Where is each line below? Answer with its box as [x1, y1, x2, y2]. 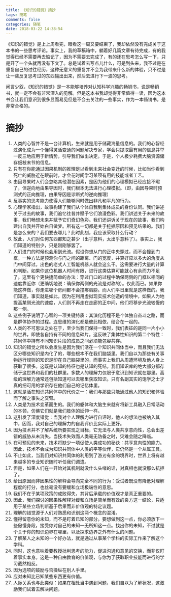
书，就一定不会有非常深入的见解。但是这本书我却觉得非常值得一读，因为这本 [6, 90, 166, 96]
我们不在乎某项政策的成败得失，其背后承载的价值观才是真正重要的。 [13, 491, 156, 497]
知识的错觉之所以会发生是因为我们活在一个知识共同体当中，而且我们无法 [13, 344, 164, 350]
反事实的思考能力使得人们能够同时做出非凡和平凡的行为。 [13, 198, 133, 204]
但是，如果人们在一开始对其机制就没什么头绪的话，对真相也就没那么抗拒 [13, 465, 164, 471]
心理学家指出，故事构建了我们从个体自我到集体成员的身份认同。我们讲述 [13, 204, 164, 210]
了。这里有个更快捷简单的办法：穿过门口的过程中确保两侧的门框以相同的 [13, 274, 164, 280]
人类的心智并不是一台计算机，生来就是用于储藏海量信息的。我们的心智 [13, 141, 160, 147]
